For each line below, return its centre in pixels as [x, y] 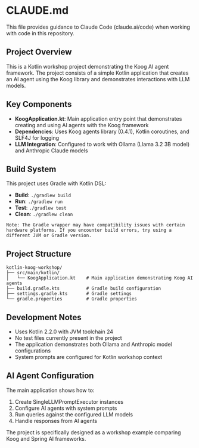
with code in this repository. [40, 33]
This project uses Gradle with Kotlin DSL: [56, 183]
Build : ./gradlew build [43, 195]
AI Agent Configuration [50, 376]
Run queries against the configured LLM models [74, 414]
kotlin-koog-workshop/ [34, 268]
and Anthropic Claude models [51, 151]
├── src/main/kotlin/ [33, 273]
